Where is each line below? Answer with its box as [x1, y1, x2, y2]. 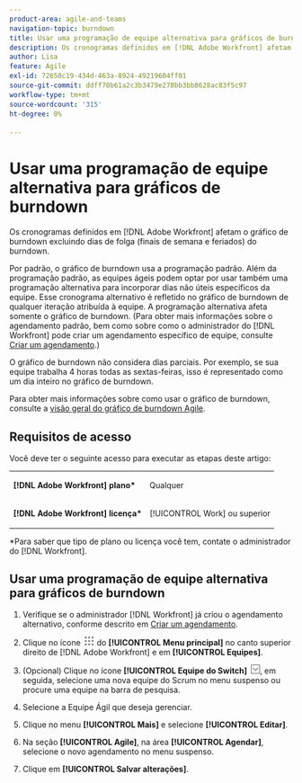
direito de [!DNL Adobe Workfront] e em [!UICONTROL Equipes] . [22, 647, 263, 658]
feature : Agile [9, 62, 67, 71]
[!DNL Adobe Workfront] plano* [13, 479, 137, 490]
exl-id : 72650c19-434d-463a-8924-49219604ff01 [9, 72, 187, 81]
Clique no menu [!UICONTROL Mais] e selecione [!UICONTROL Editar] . [22, 719, 289, 730]
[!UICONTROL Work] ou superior [149, 508, 271, 519]
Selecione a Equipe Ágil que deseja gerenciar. [22, 702, 193, 713]
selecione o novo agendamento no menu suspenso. [22, 746, 214, 757]
